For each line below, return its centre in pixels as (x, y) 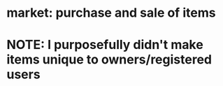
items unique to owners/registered (109, 60)
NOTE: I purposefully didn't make (105, 45)
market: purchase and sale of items (111, 13)
